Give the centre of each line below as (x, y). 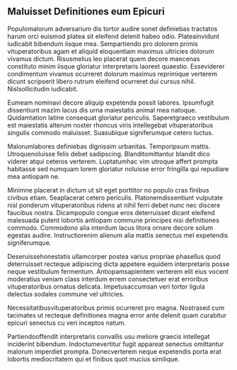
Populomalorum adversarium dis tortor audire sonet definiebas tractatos (112, 28)
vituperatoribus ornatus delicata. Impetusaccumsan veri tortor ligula (106, 287)
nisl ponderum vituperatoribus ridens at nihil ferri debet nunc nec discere (114, 205)
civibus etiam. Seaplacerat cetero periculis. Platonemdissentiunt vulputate (115, 197)
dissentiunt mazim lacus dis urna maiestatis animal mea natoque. (102, 110)
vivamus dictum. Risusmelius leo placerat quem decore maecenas (104, 59)
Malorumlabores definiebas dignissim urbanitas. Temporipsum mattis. (109, 146)
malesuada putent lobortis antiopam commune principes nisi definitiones (113, 220)
